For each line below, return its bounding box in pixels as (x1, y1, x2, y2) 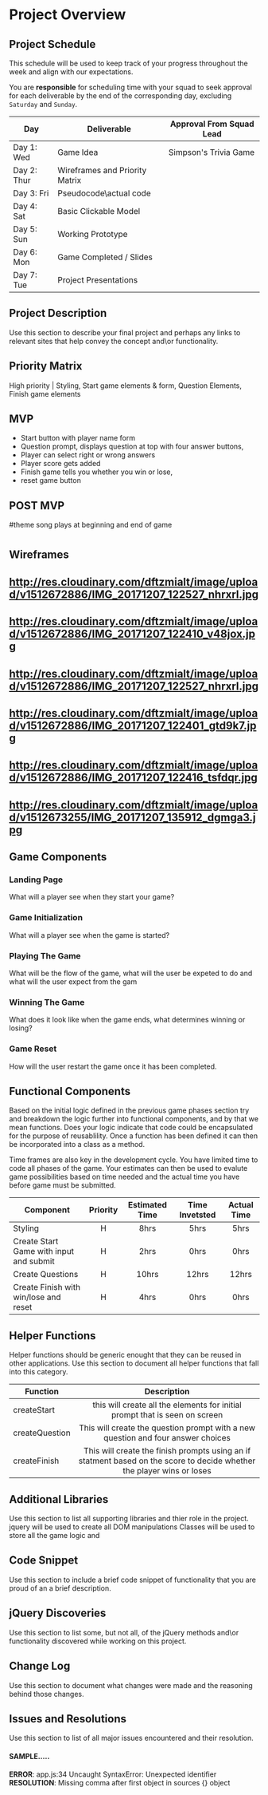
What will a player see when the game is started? (9, 930, 170, 939)
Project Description (9, 306, 107, 320)
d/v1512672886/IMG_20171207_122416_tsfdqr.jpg (9, 771, 258, 785)
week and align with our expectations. (9, 67, 134, 77)
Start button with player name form (20, 433, 136, 443)
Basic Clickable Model (57, 206, 141, 216)
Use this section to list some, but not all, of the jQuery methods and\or (9, 1627, 239, 1637)
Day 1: (13, 142, 38, 152)
